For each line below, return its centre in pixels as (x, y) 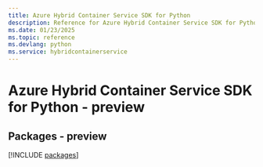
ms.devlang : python (40, 45)
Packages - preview (58, 136)
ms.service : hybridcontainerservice (68, 52)
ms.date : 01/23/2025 (42, 30)
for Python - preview (76, 107)
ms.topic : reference (42, 37)
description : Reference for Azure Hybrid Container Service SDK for (122, 23)
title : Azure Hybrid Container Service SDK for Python (99, 15)
